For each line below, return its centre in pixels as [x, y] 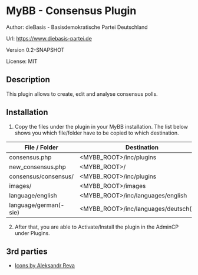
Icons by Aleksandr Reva [45, 266]
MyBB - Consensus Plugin [71, 11]
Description [28, 80]
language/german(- [37, 205]
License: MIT [22, 61]
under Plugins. [32, 233]
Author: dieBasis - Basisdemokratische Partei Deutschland [77, 27]
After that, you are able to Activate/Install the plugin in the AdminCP [97, 227]
